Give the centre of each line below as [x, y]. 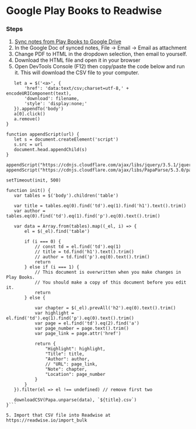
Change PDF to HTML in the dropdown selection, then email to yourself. [101, 54]
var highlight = [55, 313]
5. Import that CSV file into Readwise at [58, 416]
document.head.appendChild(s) [50, 150]
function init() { [28, 191]
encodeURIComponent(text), [39, 94]
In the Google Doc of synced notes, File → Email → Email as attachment [100, 48]
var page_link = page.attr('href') [78, 334]
